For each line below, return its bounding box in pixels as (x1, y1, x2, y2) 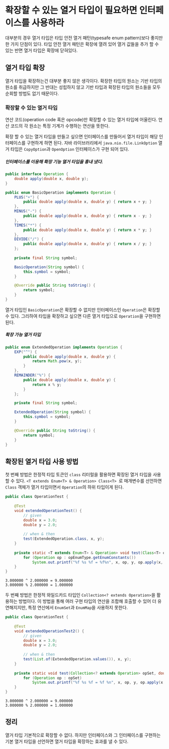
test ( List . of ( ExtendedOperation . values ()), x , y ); (23, 657, 132, 662)
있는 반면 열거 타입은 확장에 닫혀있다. (5, 47, 78, 53)
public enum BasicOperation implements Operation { (5, 190, 116, 195)
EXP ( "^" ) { (14, 349, 37, 355)
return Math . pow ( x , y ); (32, 359, 82, 364)
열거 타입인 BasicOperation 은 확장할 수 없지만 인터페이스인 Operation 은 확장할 (5, 306, 160, 312)
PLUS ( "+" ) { (14, 195, 39, 200)
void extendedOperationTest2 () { (14, 628, 84, 634)
